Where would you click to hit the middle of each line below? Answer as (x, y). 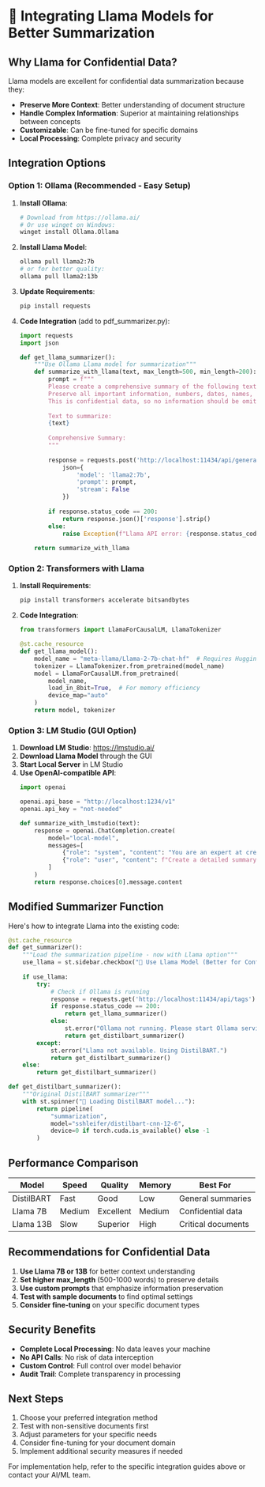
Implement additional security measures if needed (101, 1451)
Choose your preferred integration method (88, 1417)
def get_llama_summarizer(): (67, 357)
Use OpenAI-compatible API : (68, 773)
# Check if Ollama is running (100, 991)
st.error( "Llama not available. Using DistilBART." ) (138, 1051)
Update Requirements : (57, 291)
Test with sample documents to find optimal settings (106, 1296)
